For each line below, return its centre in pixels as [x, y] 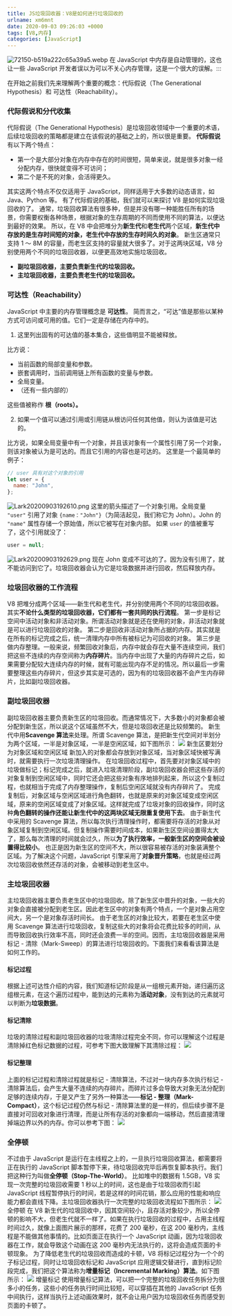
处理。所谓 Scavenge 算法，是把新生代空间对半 [142, 735]
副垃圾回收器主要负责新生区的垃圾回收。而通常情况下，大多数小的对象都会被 [116, 717]
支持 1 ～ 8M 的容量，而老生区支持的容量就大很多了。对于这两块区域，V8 [111, 243]
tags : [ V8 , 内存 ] [29, 33]
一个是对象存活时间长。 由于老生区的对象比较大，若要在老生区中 [123, 917]
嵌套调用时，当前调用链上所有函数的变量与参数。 [87, 372]
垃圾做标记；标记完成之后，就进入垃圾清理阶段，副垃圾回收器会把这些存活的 [116, 769]
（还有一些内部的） [45, 390]
